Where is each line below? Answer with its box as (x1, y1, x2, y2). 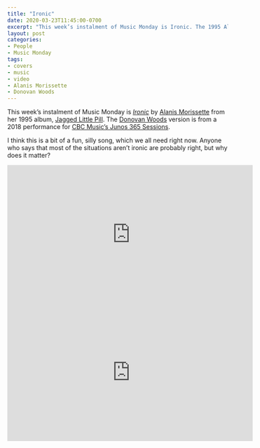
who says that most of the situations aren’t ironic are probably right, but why (7, 144, 228, 152)
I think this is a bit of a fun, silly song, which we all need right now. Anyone (7, 136, 222, 144)
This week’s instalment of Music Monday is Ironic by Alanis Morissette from (7, 108, 226, 116)
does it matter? (7, 151, 51, 160)
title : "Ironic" (7, 10, 55, 18)
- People (7, 43, 33, 50)
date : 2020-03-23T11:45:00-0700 (7, 17, 102, 24)
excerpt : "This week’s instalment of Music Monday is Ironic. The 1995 (7, 23, 221, 30)
